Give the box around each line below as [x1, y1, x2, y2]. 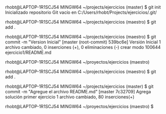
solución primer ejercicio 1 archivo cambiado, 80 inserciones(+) [5, 94, 135, 100]
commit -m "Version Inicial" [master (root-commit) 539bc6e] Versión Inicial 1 [5, 39, 161, 45]
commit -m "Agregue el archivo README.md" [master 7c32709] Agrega [5, 89, 151, 94]
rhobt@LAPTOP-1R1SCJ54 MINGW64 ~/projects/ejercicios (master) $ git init [5, 4, 161, 10]
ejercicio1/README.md [5, 49, 52, 55]
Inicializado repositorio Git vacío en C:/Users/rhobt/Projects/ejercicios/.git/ [5, 9, 157, 15]
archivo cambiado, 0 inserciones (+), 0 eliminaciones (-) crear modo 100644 [5, 44, 161, 50]
